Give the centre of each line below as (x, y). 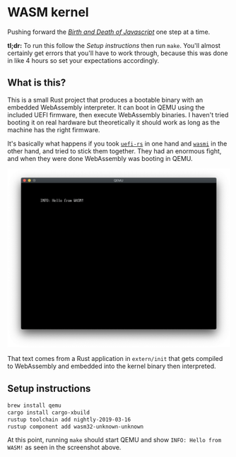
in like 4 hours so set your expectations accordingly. (83, 60)
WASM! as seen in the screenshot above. (64, 447)
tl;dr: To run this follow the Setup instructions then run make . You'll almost (114, 45)
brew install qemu (34, 406)
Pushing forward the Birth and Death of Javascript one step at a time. (109, 32)
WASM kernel (48, 12)
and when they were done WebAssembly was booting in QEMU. (100, 158)
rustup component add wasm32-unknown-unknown (75, 427)
